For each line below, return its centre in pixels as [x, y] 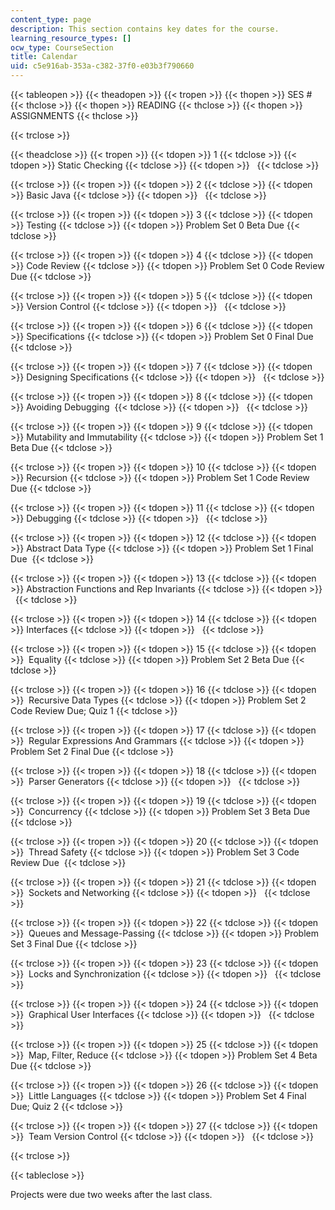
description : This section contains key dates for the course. [145, 29]
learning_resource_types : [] [71, 38]
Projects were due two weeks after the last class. [111, 1194]
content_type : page [51, 19]
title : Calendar [44, 57]
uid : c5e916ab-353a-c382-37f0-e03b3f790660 [102, 66]
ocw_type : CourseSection [62, 47]
